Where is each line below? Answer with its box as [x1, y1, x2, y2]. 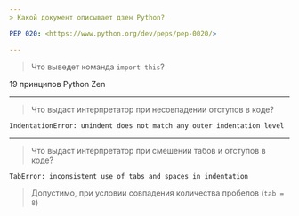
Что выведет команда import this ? [30, 61, 165, 72]
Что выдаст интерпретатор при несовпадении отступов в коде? [30, 104, 274, 115]
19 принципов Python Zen [9, 78, 106, 89]
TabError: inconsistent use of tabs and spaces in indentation [9, 172, 249, 180]
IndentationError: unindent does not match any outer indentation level [9, 121, 285, 130]
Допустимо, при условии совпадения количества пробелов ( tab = [30, 188, 285, 198]
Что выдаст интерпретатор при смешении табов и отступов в [30, 145, 266, 156]
